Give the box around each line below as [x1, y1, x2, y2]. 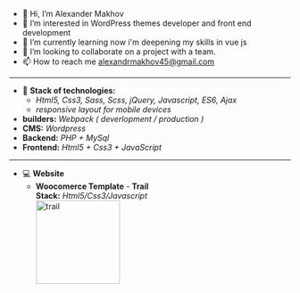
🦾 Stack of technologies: [21, 85, 116, 95]
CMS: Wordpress [21, 123, 87, 134]
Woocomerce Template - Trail [35, 181, 149, 191]
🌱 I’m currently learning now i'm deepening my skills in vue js [21, 37, 247, 47]
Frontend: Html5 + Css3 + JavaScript [21, 142, 162, 152]
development [21, 28, 71, 37]
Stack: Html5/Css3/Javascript [35, 191, 147, 200]
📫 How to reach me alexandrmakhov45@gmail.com [21, 56, 215, 67]
